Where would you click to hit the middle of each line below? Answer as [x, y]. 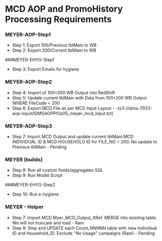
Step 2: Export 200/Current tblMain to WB [54, 50]
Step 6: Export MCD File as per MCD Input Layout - [63, 108]
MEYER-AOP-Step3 [29, 126]
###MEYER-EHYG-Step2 [30, 185]
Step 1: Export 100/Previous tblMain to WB [54, 45]
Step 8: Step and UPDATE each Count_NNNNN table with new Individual [84, 228]
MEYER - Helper [24, 207]
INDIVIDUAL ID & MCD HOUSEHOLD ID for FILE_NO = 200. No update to [84, 142]
